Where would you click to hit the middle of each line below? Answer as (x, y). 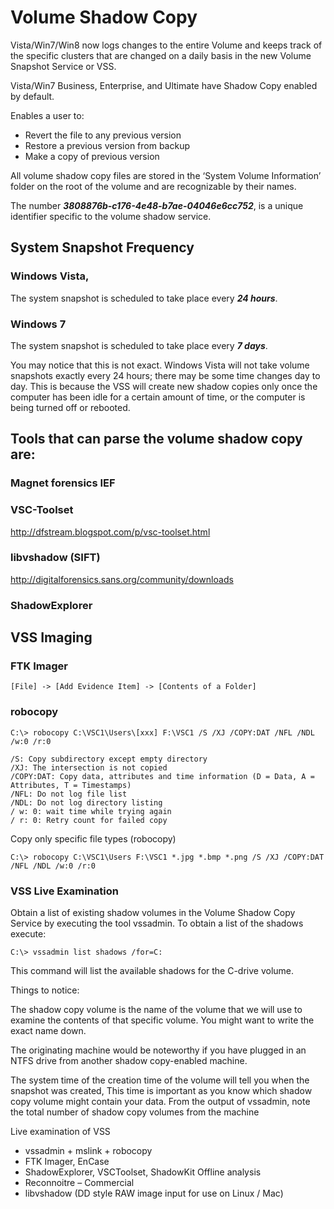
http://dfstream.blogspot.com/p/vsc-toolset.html (110, 532)
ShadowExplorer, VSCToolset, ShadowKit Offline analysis (143, 1172)
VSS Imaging (51, 637)
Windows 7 (38, 324)
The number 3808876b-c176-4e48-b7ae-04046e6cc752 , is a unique (157, 205)
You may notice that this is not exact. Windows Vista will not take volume (160, 365)
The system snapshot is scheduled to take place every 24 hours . (144, 298)
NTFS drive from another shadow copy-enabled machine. (129, 1061)
